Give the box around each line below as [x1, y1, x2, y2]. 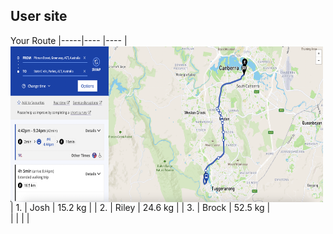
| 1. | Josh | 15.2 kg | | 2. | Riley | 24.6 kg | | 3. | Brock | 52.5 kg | [10, 201, 271, 213]
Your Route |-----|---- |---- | [10, 34, 128, 46]
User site [10, 8, 68, 25]
